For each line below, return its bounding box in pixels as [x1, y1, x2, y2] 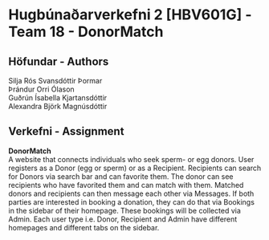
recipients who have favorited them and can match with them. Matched [8, 180, 244, 189]
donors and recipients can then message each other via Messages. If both [8, 189, 255, 198]
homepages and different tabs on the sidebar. [8, 222, 160, 232]
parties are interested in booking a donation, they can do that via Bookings [8, 197, 255, 206]
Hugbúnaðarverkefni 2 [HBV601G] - [8, 6, 252, 24]
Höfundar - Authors [8, 55, 109, 68]
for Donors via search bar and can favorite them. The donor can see [8, 171, 234, 181]
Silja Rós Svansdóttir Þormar [8, 76, 103, 85]
